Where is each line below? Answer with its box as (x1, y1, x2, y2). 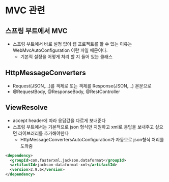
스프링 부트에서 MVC (5, 26, 68, 35)
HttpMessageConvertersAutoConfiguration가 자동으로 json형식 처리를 (20, 136, 164, 142)
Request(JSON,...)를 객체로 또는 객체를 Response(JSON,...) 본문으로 (12, 82, 152, 89)
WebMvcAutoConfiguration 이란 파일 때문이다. (12, 47, 108, 53)
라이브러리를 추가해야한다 (18, 130, 69, 136)
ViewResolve (5, 103, 48, 112)
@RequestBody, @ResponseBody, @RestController (12, 88, 121, 95)
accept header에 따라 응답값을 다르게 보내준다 (12, 117, 106, 124)
